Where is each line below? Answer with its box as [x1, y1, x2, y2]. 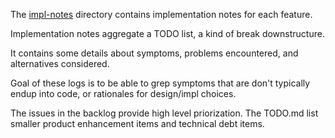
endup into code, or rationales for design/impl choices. [10, 88, 237, 99]
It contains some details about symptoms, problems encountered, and [10, 47, 299, 59]
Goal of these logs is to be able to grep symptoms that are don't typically [10, 77, 311, 89]
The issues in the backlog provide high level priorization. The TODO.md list [10, 107, 319, 119]
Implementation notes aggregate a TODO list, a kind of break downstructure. [10, 28, 325, 39]
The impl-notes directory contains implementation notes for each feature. [10, 9, 313, 20]
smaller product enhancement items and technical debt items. [10, 118, 265, 129]
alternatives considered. [10, 58, 110, 69]
